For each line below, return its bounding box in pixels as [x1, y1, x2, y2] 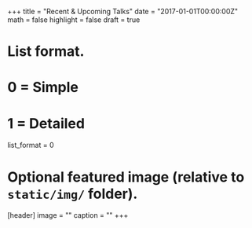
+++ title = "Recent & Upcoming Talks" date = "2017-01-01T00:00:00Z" [7, 7, 239, 16]
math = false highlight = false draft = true [7, 15, 141, 24]
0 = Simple [7, 79, 79, 97]
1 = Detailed [7, 114, 86, 132]
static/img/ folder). [7, 185, 138, 203]
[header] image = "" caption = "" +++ [7, 211, 129, 220]
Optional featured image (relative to [7, 168, 245, 186]
